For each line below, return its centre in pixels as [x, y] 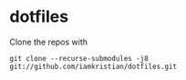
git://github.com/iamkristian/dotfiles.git [93, 66]
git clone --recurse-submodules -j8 [79, 58]
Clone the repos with [49, 42]
